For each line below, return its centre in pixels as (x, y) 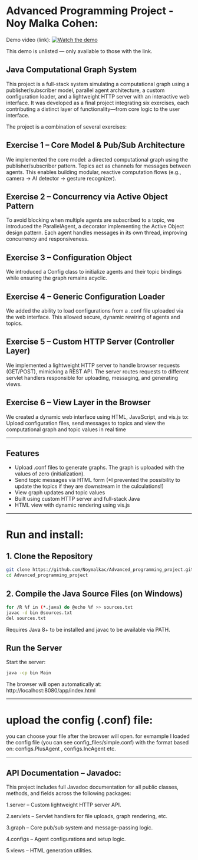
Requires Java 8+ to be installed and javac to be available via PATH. (88, 629)
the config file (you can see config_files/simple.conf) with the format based (98, 743)
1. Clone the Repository (49, 557)
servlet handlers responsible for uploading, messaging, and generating (92, 378)
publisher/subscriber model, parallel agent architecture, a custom (85, 90)
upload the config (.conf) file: (80, 720)
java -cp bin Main (29, 673)
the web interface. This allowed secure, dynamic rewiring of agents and (93, 317)
